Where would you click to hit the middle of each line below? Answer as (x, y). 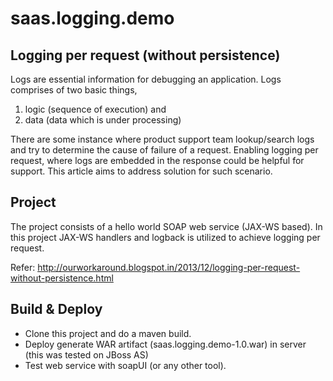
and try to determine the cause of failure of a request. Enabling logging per (164, 150)
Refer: (23, 267)
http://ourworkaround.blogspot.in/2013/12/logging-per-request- (169, 267)
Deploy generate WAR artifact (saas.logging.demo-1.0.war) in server (165, 344)
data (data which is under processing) (103, 120)
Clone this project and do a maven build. (108, 333)
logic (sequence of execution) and (95, 109)
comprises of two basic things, (74, 90)
